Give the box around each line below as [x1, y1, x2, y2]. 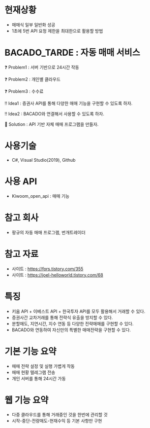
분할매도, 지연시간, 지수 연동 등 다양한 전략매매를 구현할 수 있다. [11, 321, 134, 326]
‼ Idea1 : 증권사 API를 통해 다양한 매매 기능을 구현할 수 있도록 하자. [4, 100, 133, 106]
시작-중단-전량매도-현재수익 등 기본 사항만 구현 [11, 418, 102, 424]
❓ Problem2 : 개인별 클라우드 [4, 76, 61, 82]
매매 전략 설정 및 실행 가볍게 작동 [11, 363, 75, 369]
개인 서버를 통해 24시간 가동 [11, 375, 66, 381]
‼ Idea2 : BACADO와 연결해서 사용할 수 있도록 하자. [4, 110, 104, 116]
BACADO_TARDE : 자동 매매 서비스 [4, 47, 141, 58]
